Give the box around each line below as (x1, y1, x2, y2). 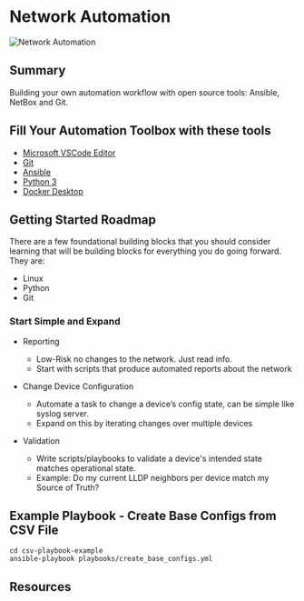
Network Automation (9, 6, 171, 27)
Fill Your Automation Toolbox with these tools (9, 123, 271, 138)
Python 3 (22, 175, 57, 187)
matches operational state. (35, 462, 136, 474)
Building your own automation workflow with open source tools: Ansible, (9, 86, 279, 97)
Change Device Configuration (22, 380, 134, 392)
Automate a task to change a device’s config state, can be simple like (35, 398, 295, 409)
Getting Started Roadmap (9, 212, 156, 227)
